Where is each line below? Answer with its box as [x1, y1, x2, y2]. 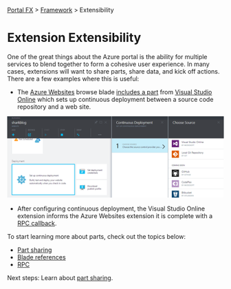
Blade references [16, 253, 67, 261]
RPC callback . [16, 219, 57, 227]
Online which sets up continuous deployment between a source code [16, 95, 214, 103]
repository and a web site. [16, 103, 91, 111]
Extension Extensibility [7, 30, 142, 45]
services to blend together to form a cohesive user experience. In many [7, 60, 210, 68]
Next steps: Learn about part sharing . [7, 273, 113, 281]
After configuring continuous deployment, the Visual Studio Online [16, 204, 205, 213]
